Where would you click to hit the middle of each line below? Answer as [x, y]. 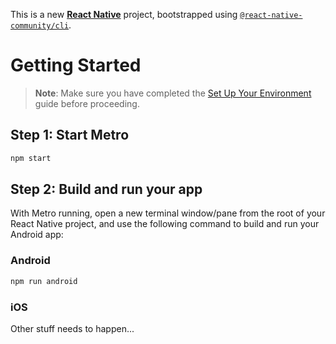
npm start [31, 158]
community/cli [40, 26]
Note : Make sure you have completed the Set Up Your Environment [173, 93]
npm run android [44, 281]
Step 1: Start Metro [70, 135]
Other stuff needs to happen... [72, 328]
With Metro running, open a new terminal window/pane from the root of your [168, 213]
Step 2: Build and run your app [106, 189]
